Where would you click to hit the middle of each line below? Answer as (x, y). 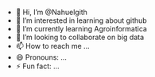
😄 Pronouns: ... (41, 57)
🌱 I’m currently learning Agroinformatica (81, 29)
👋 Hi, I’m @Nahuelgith (51, 12)
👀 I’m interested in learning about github (81, 20)
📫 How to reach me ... (52, 46)
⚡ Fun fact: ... (37, 66)
